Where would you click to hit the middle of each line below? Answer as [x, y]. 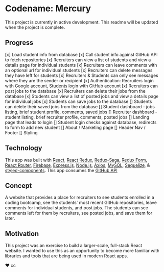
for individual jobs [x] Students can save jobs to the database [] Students [79, 101]
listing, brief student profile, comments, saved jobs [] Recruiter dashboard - [81, 112]
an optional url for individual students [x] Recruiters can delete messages [79, 70]
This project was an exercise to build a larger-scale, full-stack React [74, 246]
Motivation [22, 234]
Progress [19, 43]
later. [10, 218]
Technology [24, 148]
